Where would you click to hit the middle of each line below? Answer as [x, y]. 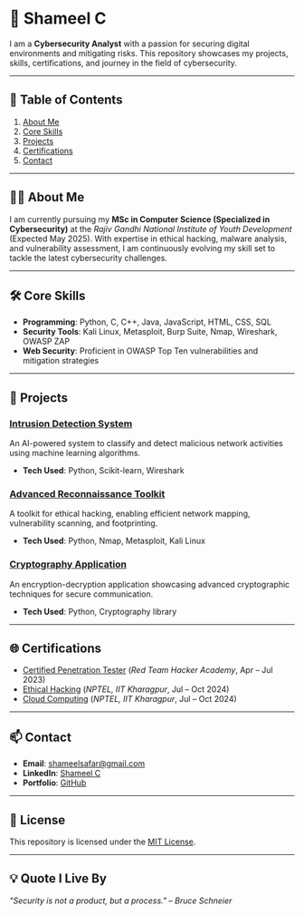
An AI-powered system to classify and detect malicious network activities [146, 443]
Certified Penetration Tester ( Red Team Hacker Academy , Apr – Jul [147, 670]
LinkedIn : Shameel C [62, 774]
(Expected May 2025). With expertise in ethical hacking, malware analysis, [148, 238]
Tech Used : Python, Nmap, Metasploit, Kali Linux [114, 541]
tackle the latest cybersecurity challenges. [88, 258]
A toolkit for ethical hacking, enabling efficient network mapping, [130, 514]
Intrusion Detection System [71, 423]
